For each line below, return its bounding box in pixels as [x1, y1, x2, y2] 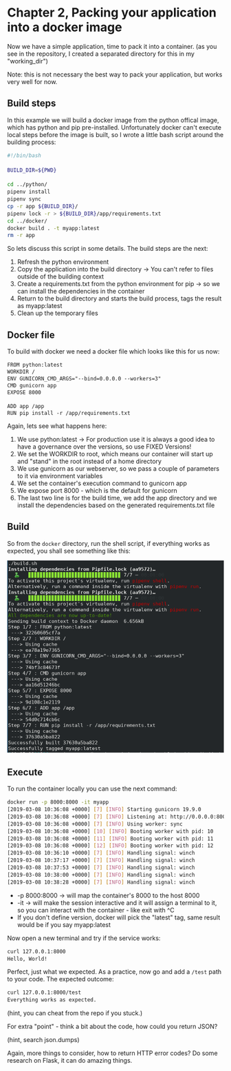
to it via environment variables [16, 472, 103, 480]
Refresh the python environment [16, 258, 109, 266]
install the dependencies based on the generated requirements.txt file [16, 501, 215, 509]
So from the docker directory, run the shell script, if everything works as [7, 539, 210, 547]
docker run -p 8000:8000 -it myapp [7, 799, 109, 806]
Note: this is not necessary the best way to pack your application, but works [7, 70, 223, 79]
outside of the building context [16, 272, 104, 280]
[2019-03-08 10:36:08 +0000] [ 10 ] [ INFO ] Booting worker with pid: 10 [7, 828, 214, 835]
